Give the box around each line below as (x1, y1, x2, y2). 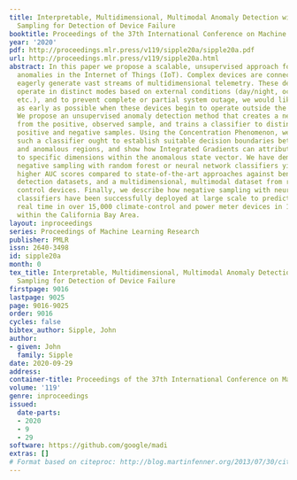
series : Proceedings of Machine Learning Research (9, 227, 200, 236)
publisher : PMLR (9, 236, 69, 244)
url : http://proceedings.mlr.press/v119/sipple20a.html (9, 54, 219, 63)
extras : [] (9, 449, 49, 459)
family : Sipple (17, 351, 73, 360)
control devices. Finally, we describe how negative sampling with (17, 186, 271, 195)
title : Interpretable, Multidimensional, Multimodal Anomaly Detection (9, 12, 278, 22)
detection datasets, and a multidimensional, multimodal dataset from (17, 178, 283, 187)
